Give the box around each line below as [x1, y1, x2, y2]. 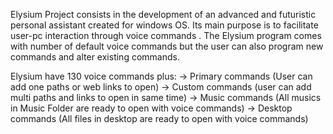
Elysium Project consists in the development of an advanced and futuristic [10, 9, 317, 20]
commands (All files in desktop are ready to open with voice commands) [10, 113, 309, 124]
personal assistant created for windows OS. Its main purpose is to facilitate [10, 19, 319, 31]
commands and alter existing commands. [10, 51, 180, 63]
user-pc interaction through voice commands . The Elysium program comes [10, 30, 322, 41]
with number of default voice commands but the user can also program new [10, 40, 324, 52]
